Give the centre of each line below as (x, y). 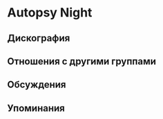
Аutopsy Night (50, 13)
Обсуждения (37, 85)
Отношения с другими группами (82, 61)
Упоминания (36, 108)
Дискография (39, 38)
